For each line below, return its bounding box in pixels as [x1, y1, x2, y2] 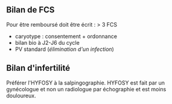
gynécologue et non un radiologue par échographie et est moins [6, 85, 167, 93]
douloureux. [6, 92, 36, 99]
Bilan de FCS [6, 5, 55, 15]
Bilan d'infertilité [6, 63, 71, 73]
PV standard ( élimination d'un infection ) [14, 45, 115, 53]
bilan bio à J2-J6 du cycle [14, 39, 80, 46]
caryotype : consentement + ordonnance [14, 33, 118, 40]
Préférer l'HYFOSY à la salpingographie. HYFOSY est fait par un [6, 79, 165, 86]
